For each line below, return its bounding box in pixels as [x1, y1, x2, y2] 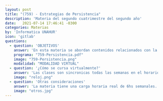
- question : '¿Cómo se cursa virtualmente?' [9, 66, 101, 71]
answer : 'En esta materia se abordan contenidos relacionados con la [14, 48, 158, 52]
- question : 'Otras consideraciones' [9, 79, 86, 84]
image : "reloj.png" [14, 75, 53, 80]
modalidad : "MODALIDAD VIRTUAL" [14, 61, 79, 66]
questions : [5, 39, 27, 44]
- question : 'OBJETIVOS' [9, 43, 60, 48]
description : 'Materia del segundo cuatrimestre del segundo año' [5, 16, 142, 21]
